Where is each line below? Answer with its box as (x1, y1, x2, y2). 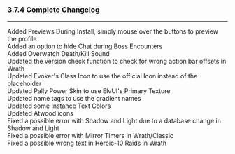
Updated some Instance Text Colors (7, 101, 111, 110)
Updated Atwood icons (7, 109, 73, 118)
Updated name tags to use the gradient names (7, 94, 141, 103)
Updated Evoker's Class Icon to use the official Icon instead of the (7, 72, 198, 80)
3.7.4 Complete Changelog (7, 5, 100, 15)
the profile (7, 35, 37, 43)
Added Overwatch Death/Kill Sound (7, 50, 110, 58)
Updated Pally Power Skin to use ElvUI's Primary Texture (7, 87, 171, 95)
